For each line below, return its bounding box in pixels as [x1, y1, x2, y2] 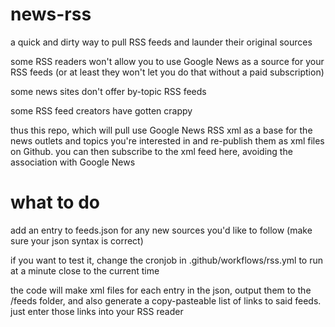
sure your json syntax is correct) [10, 234, 144, 247]
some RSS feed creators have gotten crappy [10, 104, 193, 117]
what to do [10, 191, 100, 214]
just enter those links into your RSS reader [10, 305, 184, 317]
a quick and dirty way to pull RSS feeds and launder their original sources [10, 36, 313, 48]
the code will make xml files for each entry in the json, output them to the [10, 284, 312, 296]
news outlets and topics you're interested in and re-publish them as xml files [10, 134, 325, 147]
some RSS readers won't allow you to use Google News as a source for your [10, 55, 325, 67]
